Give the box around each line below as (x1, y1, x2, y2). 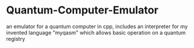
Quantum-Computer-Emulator (6, 4, 159, 17)
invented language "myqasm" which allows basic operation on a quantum (6, 29, 186, 36)
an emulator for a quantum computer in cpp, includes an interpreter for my (6, 23, 188, 30)
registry (6, 35, 26, 42)
